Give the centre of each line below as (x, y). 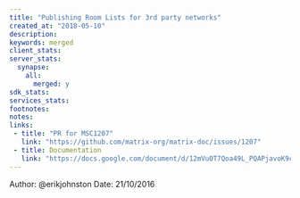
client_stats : (36, 51)
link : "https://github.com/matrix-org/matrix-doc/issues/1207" (141, 142)
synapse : (33, 68)
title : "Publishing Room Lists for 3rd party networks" (115, 17)
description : (33, 34)
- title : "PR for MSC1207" (63, 134)
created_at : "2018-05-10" (57, 26)
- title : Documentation (57, 150)
